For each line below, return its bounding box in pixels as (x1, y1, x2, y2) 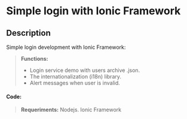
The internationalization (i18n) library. (29, 73, 121, 80)
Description (6, 28, 51, 38)
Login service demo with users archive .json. (29, 67, 140, 74)
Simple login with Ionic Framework (6, 4, 181, 18)
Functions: (20, 55, 48, 62)
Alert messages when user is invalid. (29, 79, 121, 86)
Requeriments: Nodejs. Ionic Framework (20, 106, 122, 114)
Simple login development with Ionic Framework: (6, 43, 126, 51)
